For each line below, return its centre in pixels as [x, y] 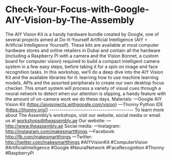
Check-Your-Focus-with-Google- [77, 9]
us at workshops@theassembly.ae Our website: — [58, 120]
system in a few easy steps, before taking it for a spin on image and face [82, 67]
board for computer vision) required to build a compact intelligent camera [82, 61]
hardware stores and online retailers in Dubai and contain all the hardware [83, 50]
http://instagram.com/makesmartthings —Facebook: [60, 131]
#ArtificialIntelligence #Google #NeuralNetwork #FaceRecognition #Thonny [85, 147]
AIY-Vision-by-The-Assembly [70, 20]
